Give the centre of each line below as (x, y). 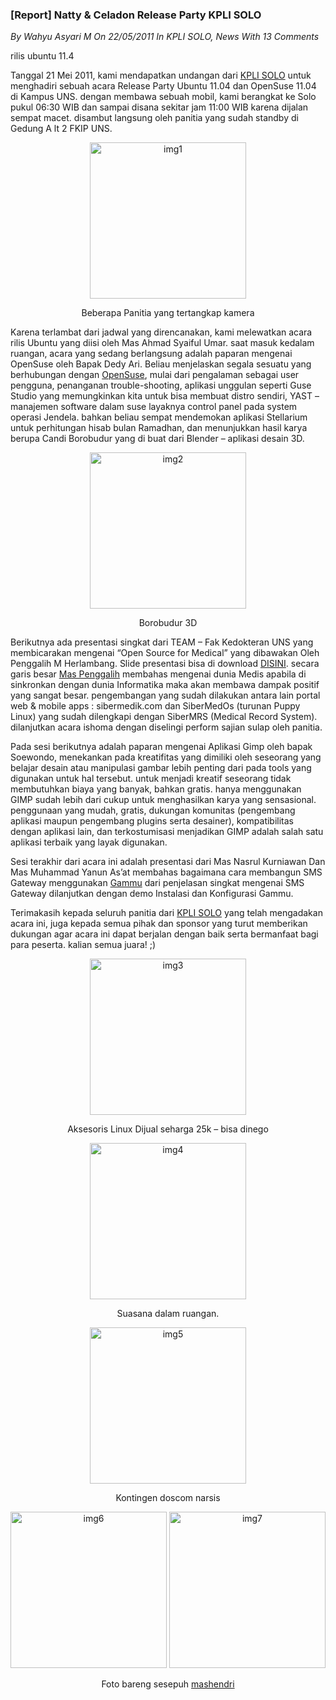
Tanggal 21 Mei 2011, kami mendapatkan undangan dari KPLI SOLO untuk (161, 75)
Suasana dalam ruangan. (168, 1314)
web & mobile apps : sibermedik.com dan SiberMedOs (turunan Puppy (155, 706)
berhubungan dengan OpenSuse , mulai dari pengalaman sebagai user (155, 375)
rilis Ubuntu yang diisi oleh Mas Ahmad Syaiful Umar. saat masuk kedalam (162, 343)
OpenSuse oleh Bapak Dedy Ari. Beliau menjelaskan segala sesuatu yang (161, 364)
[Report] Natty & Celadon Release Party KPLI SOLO (136, 15)
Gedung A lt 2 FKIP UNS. (61, 129)
